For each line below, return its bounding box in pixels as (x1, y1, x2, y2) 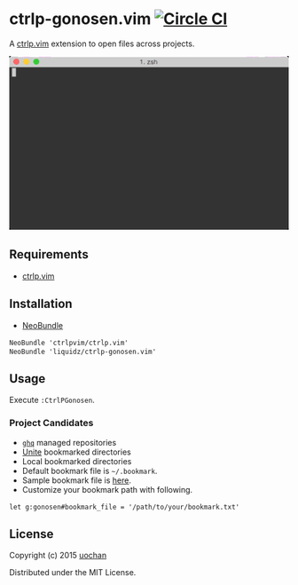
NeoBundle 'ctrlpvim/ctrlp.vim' (9, 338, 129, 347)
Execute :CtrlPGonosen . (9, 395, 95, 406)
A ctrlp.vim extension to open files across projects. (9, 38, 195, 49)
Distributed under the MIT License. (9, 567, 137, 578)
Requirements (9, 247, 89, 262)
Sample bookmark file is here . (21, 475, 131, 486)
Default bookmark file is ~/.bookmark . (21, 465, 158, 476)
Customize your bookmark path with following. (21, 484, 193, 494)
